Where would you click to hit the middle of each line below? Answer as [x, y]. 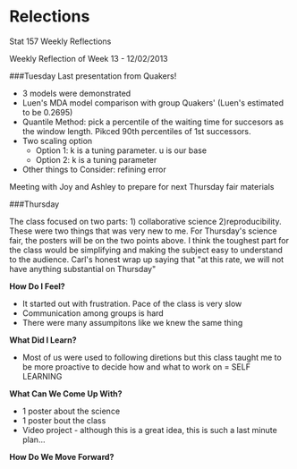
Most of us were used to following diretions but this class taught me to [152, 357]
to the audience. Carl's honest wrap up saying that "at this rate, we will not [147, 259]
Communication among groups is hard [93, 313]
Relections [50, 17]
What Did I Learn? [43, 340]
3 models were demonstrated [76, 93]
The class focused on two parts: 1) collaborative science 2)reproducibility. [145, 221]
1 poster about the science [71, 411]
